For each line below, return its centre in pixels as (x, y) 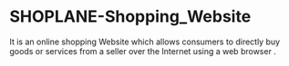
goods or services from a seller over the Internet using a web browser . (143, 51)
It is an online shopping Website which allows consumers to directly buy (145, 42)
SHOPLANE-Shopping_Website (130, 17)
